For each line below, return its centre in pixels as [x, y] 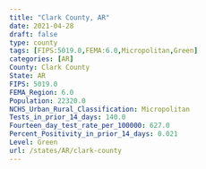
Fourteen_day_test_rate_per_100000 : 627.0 [90, 126]
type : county [34, 42]
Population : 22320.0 [48, 101]
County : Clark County [50, 68]
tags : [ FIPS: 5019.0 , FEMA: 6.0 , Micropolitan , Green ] [104, 51]
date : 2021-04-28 [42, 26]
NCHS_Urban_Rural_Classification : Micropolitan [100, 109]
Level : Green [34, 142]
